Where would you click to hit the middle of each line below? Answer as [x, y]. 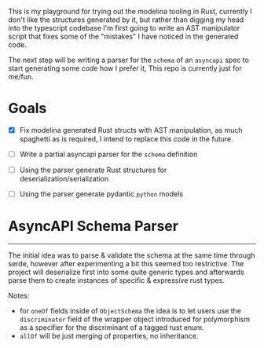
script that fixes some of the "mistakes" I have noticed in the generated [123, 36]
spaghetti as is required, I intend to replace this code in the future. [126, 139]
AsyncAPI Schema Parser [93, 226]
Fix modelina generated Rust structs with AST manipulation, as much [131, 130]
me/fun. [21, 77]
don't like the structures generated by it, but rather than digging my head [126, 20]
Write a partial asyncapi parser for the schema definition [108, 154]
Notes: [19, 296]
